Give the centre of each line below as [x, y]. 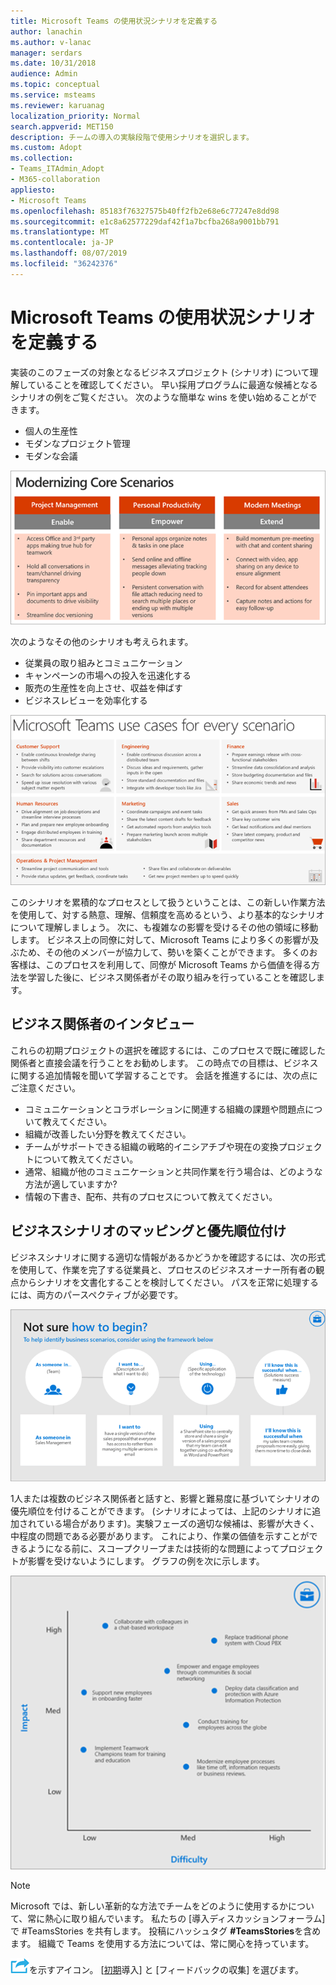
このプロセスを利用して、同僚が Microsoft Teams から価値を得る [178, 965]
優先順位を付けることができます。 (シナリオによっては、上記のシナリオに [161, 1511]
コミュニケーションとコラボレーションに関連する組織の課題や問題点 [165, 1109]
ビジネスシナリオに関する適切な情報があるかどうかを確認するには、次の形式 [168, 1257]
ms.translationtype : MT [60, 232]
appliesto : [33, 190]
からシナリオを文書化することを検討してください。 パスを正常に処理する [169, 1282]
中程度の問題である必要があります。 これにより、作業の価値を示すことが [160, 1536]
